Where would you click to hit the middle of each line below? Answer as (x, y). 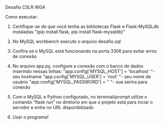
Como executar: (22, 17)
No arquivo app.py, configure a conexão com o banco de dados (78, 66)
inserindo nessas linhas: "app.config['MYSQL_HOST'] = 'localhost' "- (83, 71)
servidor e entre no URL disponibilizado (53, 107)
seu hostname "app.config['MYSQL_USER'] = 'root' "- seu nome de (82, 76)
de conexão (24, 56)
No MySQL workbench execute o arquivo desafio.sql (67, 41)
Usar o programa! (30, 117)
